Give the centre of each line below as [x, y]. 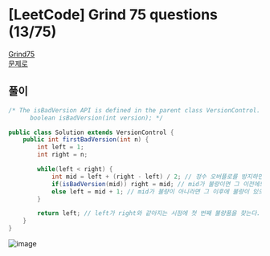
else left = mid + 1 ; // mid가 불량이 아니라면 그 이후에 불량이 [150, 191]
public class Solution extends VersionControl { [91, 132]
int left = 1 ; [61, 147]
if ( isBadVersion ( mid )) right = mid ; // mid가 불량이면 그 [145, 184]
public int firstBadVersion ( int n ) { [86, 140]
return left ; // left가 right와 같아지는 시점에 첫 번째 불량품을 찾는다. [149, 213]
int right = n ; [63, 155]
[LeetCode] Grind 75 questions [113, 15]
